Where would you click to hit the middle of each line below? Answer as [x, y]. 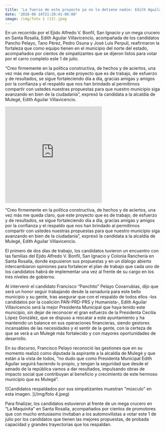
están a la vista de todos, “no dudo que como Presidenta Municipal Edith [79, 358]
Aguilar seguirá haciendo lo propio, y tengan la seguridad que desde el [77, 364]
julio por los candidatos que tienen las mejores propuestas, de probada [77, 419]
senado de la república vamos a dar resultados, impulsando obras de [75, 369]
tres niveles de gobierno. [30, 277]
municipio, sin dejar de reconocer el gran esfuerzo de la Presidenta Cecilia [81, 313]
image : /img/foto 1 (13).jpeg [36, 19]
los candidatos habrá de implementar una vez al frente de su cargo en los [80, 272]
